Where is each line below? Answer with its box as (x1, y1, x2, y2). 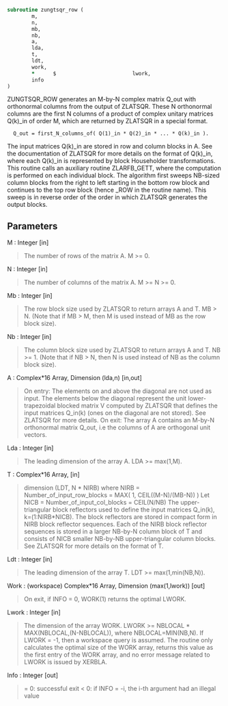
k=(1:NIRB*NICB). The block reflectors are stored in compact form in (23, 513, 217, 521)
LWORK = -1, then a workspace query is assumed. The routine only (23, 636, 214, 644)
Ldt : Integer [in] (7, 555, 53, 564)
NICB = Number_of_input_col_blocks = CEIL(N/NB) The (23, 499, 180, 507)
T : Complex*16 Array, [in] (7, 470, 80, 479)
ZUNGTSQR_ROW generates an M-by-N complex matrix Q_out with (7, 95, 197, 103)
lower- (188, 394, 207, 403)
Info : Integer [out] (7, 671, 59, 679)
